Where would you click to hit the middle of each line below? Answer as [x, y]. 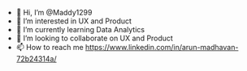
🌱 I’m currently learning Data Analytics [80, 29]
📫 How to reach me [50, 47]
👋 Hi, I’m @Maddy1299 [54, 13]
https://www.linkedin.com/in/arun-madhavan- [162, 47]
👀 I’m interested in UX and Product [74, 21]
